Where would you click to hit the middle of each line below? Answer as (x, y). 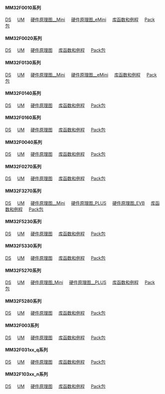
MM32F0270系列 (23, 166)
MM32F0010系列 (23, 7)
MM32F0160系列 (23, 118)
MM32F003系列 (22, 326)
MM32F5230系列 (23, 222)
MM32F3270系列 (23, 191)
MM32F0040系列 (24, 142)
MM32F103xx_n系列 (27, 374)
